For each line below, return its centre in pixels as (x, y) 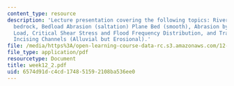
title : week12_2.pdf (37, 65)
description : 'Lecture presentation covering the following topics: (109, 20)
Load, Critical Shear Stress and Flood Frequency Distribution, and (115, 33)
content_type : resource (42, 14)
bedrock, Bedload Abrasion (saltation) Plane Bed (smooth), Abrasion (116, 26)
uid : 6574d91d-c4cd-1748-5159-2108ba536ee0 (71, 71)
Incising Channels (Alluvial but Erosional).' (82, 40)
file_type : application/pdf (48, 53)
